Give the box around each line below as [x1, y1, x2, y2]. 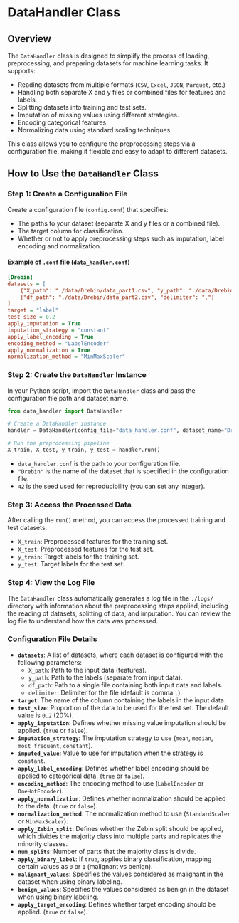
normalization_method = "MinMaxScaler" [7, 353, 126, 360]
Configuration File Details [7, 634, 97, 644]
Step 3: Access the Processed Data [7, 500, 132, 510]
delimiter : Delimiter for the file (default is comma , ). [28, 688, 183, 697]
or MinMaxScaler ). [17, 816, 69, 826]
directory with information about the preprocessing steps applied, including [7, 601, 228, 610]
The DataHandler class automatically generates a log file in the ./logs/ [7, 594, 213, 602]
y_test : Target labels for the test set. [17, 560, 125, 569]
